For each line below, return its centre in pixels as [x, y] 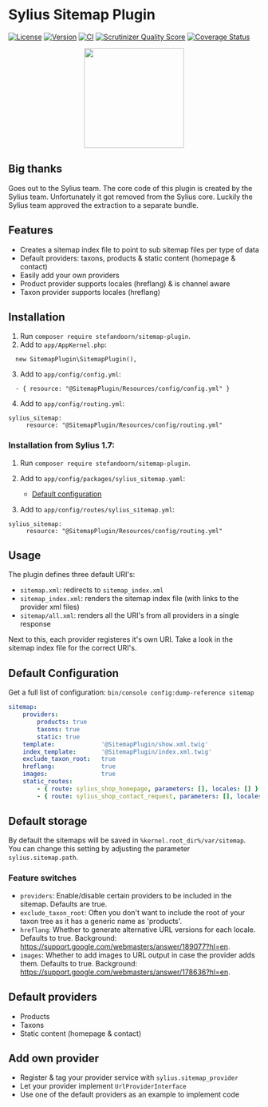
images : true [69, 774]
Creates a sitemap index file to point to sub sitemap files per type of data [139, 249]
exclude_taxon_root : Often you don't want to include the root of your [132, 912]
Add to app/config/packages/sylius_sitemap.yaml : [102, 478]
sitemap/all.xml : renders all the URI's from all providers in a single [129, 615]
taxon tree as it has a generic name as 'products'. [101, 921]
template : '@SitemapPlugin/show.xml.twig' [116, 744]
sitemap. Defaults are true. [63, 904]
